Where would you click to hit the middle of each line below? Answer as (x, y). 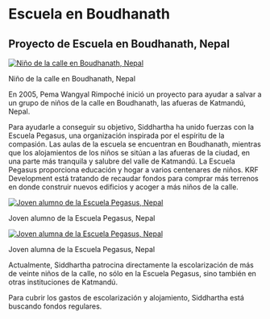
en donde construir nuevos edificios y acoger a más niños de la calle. (124, 187)
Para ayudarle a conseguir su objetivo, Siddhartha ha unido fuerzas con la (131, 127)
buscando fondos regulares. (55, 306)
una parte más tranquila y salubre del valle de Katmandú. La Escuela (122, 161)
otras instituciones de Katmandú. (63, 282)
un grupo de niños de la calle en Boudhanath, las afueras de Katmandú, (127, 103)
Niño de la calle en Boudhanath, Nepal (72, 79)
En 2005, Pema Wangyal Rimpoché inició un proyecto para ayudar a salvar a (135, 94)
